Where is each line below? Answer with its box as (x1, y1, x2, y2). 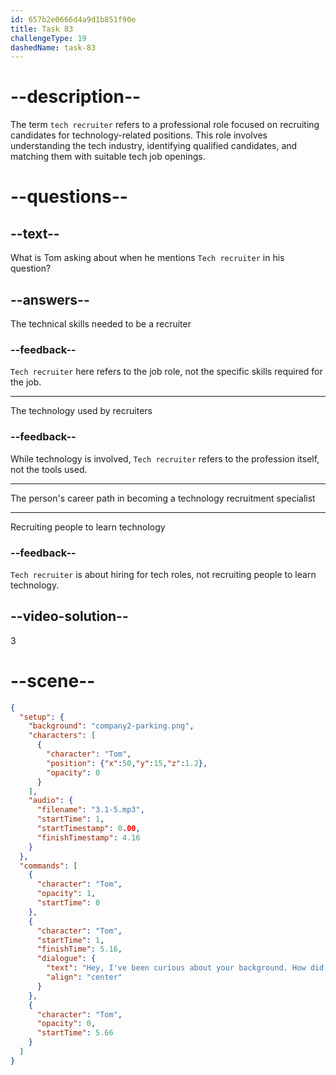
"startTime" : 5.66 (36, 1028, 114, 1038)
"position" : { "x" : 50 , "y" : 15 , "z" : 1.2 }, (46, 758, 208, 768)
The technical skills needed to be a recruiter (10, 318, 192, 330)
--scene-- (10, 669, 96, 692)
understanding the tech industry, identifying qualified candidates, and (10, 140, 298, 152)
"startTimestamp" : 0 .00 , (36, 824, 141, 834)
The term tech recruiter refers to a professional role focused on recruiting (10, 119, 320, 131)
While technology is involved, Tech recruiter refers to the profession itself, (10, 452, 320, 465)
